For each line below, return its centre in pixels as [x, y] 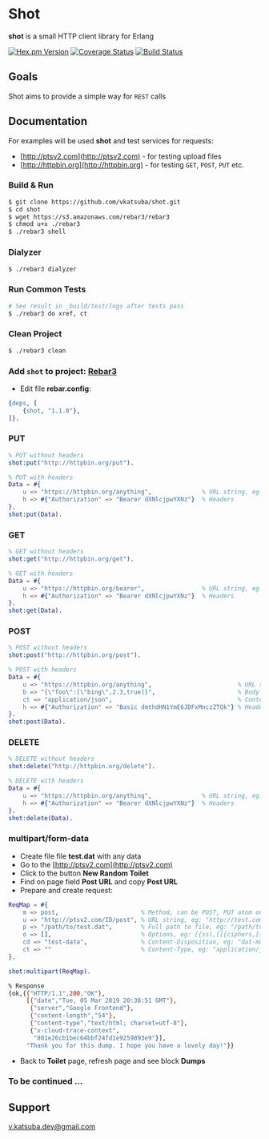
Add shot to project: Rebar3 [63, 371]
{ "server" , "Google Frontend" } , [82, 1008]
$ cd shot [25, 209]
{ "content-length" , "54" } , [72, 1016]
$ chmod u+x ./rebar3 [44, 224]
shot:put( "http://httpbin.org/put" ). [71, 463]
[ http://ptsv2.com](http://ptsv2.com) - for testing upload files [120, 156]
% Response [26, 986]
